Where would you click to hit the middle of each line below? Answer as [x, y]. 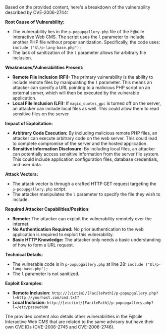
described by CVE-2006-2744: [37, 12]
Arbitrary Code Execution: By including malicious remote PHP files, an [85, 133]
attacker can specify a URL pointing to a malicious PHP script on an [81, 88]
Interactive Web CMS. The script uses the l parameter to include [78, 37]
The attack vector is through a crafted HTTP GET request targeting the [84, 184]
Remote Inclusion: [31, 293]
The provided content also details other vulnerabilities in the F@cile [74, 316]
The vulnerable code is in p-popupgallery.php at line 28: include [78, 264]
